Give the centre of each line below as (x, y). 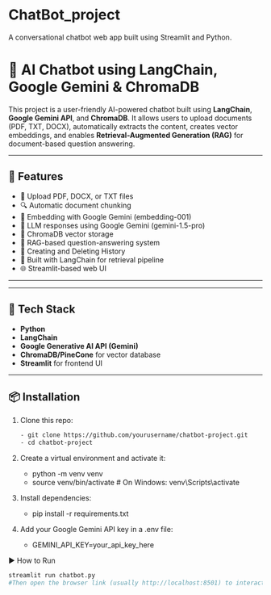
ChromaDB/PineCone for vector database (90, 354)
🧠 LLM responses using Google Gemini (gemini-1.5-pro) (113, 225)
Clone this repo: (46, 421)
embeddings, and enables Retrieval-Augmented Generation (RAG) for (126, 135)
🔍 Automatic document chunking (75, 205)
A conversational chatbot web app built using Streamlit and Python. (120, 37)
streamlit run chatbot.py (52, 576)
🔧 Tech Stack (42, 310)
